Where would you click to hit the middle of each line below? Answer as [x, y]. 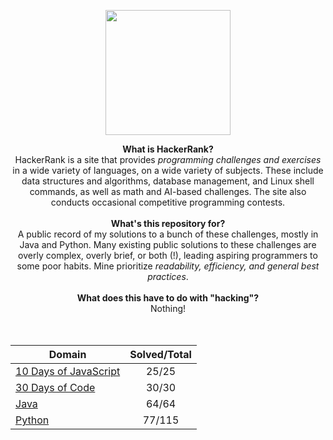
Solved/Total [160, 354]
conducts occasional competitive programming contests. [168, 202]
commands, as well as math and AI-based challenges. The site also [168, 191]
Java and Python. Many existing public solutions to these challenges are [168, 244]
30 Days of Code [55, 387]
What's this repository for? [168, 223]
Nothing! [168, 308]
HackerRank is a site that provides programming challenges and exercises [168, 159]
